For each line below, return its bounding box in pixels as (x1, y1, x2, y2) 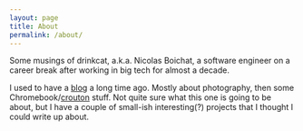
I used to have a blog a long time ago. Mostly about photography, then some (9, 83, 295, 94)
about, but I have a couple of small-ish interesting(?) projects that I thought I (9, 102, 294, 113)
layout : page (9, 13, 59, 23)
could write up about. (9, 111, 89, 123)
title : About (9, 22, 59, 31)
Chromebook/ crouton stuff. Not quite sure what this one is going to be (9, 92, 272, 103)
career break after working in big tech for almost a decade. (9, 65, 230, 76)
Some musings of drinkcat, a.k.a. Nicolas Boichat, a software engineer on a (9, 55, 290, 66)
